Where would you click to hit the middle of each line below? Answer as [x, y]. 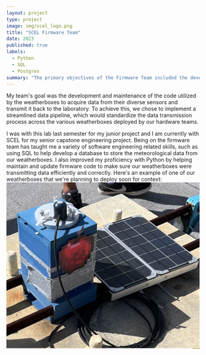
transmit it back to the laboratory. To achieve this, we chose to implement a [101, 109]
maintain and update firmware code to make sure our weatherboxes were [99, 166]
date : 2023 [20, 39]
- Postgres [26, 71]
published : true [27, 45]
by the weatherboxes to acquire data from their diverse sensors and [92, 102]
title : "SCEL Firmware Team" [44, 32]
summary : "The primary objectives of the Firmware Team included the [97, 78]
